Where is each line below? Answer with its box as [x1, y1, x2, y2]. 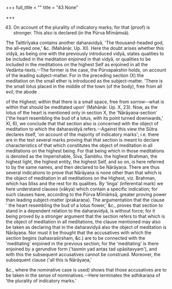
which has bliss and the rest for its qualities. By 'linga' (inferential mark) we [6, 181, 163, 186]
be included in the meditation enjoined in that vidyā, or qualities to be [6, 56, 151, 62]
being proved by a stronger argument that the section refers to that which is [6, 213, 165, 219]
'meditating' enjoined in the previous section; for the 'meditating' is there [6, 241, 159, 246]
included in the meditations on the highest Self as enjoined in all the [6, 62, 148, 67]
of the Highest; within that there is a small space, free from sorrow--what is [6, 99, 164, 105]
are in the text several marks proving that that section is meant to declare [6, 137, 160, 143]
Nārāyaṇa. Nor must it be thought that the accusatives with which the [6, 229, 152, 236]
